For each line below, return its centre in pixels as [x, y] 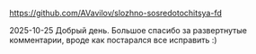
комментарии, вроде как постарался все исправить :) [113, 40]
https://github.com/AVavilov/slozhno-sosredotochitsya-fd [116, 13]
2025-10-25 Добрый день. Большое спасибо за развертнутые [128, 30]
